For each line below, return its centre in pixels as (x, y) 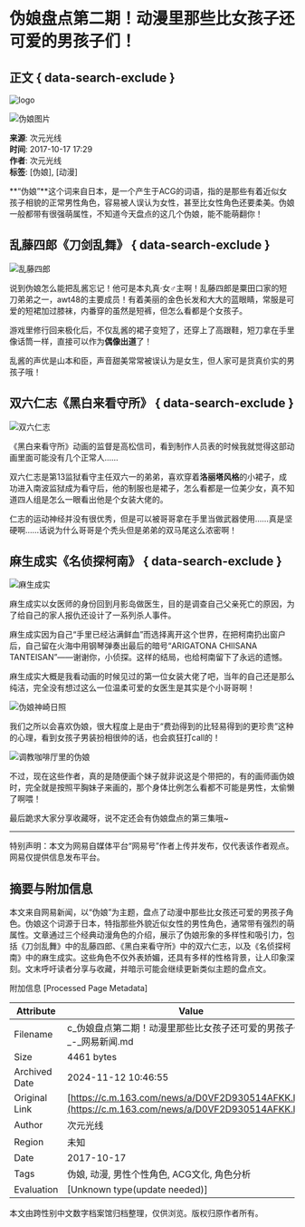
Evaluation (36, 1190)
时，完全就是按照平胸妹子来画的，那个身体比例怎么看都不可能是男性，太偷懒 (152, 788)
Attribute (36, 1011)
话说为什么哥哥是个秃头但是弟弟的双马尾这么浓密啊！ (138, 530)
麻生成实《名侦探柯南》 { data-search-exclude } (146, 562)
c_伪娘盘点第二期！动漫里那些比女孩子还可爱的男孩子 (181, 1028)
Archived (33, 1072)
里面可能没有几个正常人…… (68, 457)
